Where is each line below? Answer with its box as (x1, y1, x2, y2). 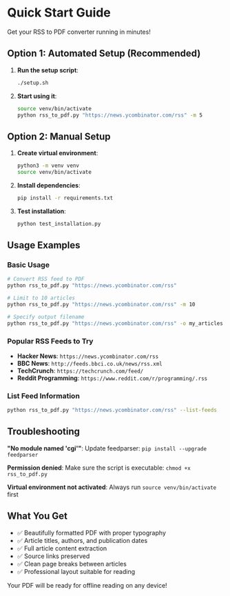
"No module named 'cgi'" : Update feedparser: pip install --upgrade (7, 444, 207, 453)
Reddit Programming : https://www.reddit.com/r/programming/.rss (17, 374, 208, 382)
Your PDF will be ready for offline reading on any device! (7, 581, 167, 589)
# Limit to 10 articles (7, 295, 76, 301)
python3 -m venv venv (17, 162, 80, 170)
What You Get (7, 510, 67, 522)
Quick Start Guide (7, 5, 112, 21)
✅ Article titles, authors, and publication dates (17, 536, 148, 544)
